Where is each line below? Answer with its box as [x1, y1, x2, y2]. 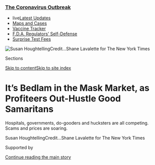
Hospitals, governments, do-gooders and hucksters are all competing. [5, 120, 149, 126]
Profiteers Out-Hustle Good [5, 93, 121, 104]
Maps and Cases [12, 20, 47, 26]
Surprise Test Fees [12, 36, 51, 42]
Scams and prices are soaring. [5, 125, 68, 131]
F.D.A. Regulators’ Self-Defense [12, 31, 77, 37]
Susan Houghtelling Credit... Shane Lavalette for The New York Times [5, 135, 145, 141]
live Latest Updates [12, 15, 51, 21]
